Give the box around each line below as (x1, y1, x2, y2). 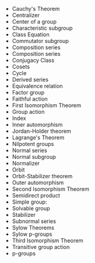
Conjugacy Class (11, 57, 54, 64)
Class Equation (11, 31, 50, 38)
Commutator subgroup (11, 38, 69, 44)
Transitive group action (11, 244, 70, 250)
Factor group (11, 89, 45, 96)
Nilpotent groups (11, 141, 54, 147)
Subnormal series (11, 218, 56, 225)
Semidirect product (11, 192, 61, 199)
